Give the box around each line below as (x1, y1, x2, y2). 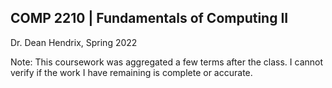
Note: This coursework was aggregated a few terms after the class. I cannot (10, 56, 324, 68)
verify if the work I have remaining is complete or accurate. (10, 66, 253, 78)
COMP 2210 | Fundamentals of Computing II (10, 10, 289, 27)
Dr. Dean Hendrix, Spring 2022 (10, 36, 138, 48)
